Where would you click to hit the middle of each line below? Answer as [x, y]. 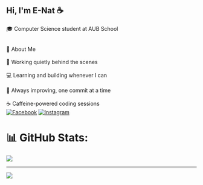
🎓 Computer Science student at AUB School [62, 28]
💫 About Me [21, 49]
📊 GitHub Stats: [47, 138]
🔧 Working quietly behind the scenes [52, 62]
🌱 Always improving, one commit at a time [59, 90]
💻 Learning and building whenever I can [57, 75]
